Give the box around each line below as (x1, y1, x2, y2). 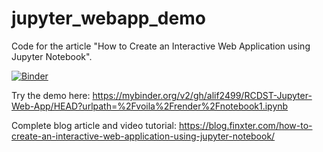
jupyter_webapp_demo (11, 7, 206, 30)
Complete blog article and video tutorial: (11, 119, 177, 131)
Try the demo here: (11, 89, 91, 101)
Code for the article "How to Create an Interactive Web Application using (11, 40, 311, 52)
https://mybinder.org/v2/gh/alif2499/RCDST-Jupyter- (92, 89, 313, 101)
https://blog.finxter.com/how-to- (178, 119, 313, 131)
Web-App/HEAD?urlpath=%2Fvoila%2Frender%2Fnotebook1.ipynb (11, 100, 289, 112)
